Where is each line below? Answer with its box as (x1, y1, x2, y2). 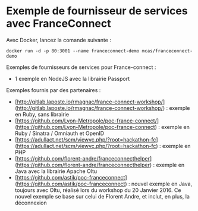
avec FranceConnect (6, 17, 111, 30)
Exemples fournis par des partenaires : (6, 86, 101, 93)
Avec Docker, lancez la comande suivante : (6, 36, 112, 43)
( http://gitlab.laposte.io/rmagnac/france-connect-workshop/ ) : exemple (14, 104, 190, 111)
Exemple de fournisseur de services (6, 4, 188, 18)
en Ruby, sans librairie (14, 111, 70, 118)
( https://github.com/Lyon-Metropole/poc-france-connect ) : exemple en (14, 123, 190, 130)
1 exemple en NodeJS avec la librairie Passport (14, 75, 130, 82)
